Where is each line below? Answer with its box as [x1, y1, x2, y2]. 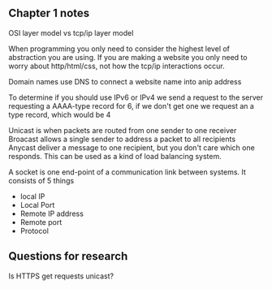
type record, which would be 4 [8, 110, 111, 119]
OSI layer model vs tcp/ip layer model [8, 28, 134, 37]
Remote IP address [19, 209, 84, 218]
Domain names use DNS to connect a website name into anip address [8, 76, 242, 86]
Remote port [19, 217, 63, 226]
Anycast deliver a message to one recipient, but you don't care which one [8, 142, 256, 153]
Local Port [19, 200, 55, 209]
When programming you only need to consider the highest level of [8, 44, 230, 54]
